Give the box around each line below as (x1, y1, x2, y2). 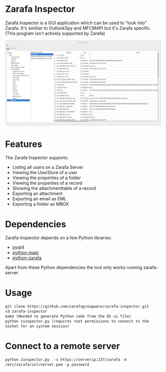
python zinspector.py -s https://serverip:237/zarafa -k (5, 357, 127, 362)
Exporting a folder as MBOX (12, 201, 69, 207)
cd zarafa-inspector (5, 309, 48, 314)
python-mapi (12, 250, 39, 256)
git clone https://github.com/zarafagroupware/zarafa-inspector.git (5, 304, 149, 309)
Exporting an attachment (12, 190, 63, 196)
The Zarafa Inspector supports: (5, 155, 69, 161)
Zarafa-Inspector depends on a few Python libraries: (5, 235, 112, 241)
